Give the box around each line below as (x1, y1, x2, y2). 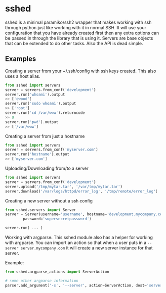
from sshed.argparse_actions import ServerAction (5, 269, 110, 274)
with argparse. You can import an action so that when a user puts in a (5, 240, 147, 245)
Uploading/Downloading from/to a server (5, 165, 89, 171)
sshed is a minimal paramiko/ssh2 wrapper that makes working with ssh (5, 19, 152, 25)
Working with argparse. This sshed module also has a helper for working (5, 235, 153, 240)
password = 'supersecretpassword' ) (23, 216, 92, 222)
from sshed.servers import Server (5, 207, 77, 212)
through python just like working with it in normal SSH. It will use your (5, 24, 147, 30)
